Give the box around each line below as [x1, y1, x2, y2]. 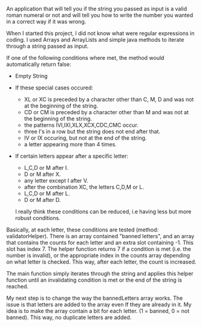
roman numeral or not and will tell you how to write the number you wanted [6, 11, 194, 19]
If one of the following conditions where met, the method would [6, 54, 165, 61]
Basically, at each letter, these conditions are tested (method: [6, 226, 159, 233]
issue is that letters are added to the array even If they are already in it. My [6, 301, 192, 308]
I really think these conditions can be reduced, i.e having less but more [15, 208, 192, 215]
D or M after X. [24, 170, 61, 178]
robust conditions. [15, 215, 60, 221]
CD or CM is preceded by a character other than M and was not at [24, 109, 189, 115]
